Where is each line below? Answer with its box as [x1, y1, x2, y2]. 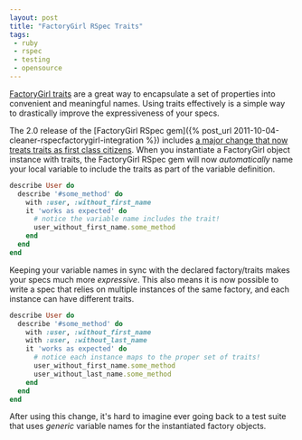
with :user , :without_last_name [25, 336, 147, 345]
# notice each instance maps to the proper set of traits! [33, 353, 260, 362]
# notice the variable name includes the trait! [33, 214, 221, 224]
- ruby [13, 38, 39, 48]
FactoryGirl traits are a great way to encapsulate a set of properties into [9, 88, 276, 99]
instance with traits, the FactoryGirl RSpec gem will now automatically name [9, 154, 294, 164]
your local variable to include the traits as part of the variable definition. [9, 164, 276, 174]
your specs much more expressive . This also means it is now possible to [9, 274, 278, 285]
